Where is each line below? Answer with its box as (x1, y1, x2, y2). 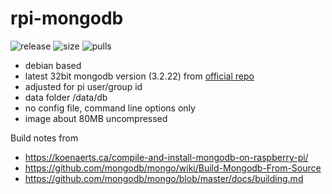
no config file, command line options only (24, 102, 196, 114)
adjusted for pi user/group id (24, 80, 143, 92)
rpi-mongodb (10, 7, 124, 30)
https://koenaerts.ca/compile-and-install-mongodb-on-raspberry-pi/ (24, 151, 309, 163)
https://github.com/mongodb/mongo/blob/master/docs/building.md (24, 172, 304, 184)
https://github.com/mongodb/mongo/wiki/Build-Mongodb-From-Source (24, 162, 322, 174)
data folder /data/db (24, 91, 108, 103)
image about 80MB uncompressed (24, 112, 168, 124)
